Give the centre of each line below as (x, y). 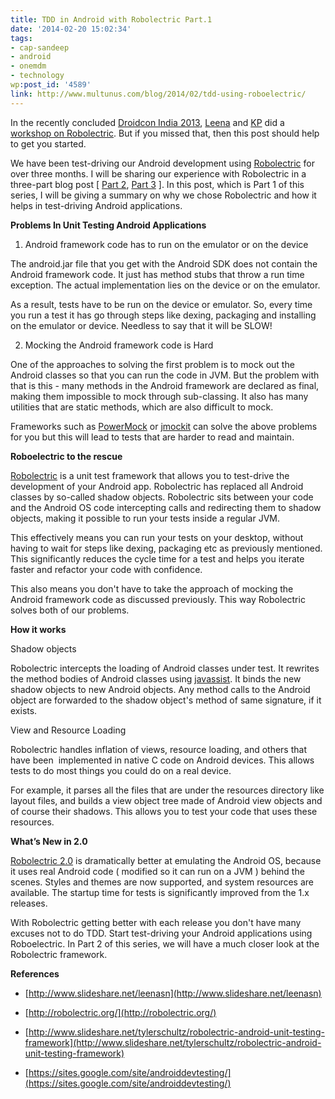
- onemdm (28, 66)
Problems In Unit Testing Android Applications (108, 225)
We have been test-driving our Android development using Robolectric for (162, 163)
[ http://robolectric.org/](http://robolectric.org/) (120, 1012)
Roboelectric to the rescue (66, 456)
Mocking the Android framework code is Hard (119, 345)
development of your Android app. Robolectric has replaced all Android (157, 486)
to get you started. (48, 143)
